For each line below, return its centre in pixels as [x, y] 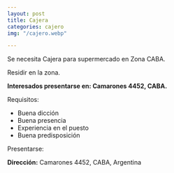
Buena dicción [38, 113]
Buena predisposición [49, 135]
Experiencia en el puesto [53, 128]
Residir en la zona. [34, 73]
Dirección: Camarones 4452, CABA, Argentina [74, 163]
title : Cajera [28, 20]
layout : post [26, 14]
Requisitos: [23, 100]
